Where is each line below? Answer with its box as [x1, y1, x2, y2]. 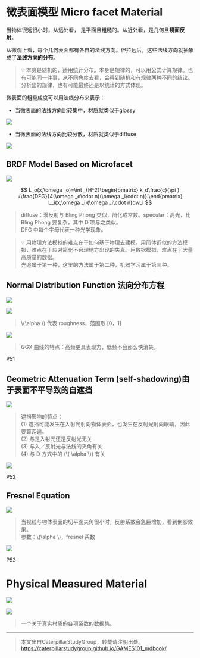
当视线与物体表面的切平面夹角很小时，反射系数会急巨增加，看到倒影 [20, 519, 188, 526]
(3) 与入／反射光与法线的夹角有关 [20, 443, 103, 450]
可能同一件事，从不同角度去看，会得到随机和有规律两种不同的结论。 [26, 74, 193, 81]
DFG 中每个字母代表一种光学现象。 [20, 226, 107, 233]
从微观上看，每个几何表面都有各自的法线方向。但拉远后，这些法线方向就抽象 [6, 46, 194, 54]
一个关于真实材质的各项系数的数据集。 [20, 620, 115, 627]
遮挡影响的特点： [20, 413, 63, 420]
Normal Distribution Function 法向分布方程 [6, 280, 165, 291]
